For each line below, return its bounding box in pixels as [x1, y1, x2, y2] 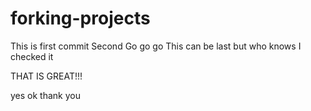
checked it [10, 50, 54, 62]
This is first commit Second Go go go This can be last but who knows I [10, 40, 302, 52]
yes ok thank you [10, 89, 81, 101]
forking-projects [10, 7, 151, 30]
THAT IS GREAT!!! [10, 70, 83, 82]
